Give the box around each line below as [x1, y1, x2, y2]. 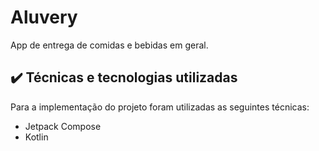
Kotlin [24, 131, 49, 143]
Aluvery [10, 6, 78, 29]
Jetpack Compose [24, 120, 102, 132]
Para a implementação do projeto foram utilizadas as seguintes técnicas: [10, 101, 310, 113]
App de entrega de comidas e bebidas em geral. [10, 39, 209, 51]
